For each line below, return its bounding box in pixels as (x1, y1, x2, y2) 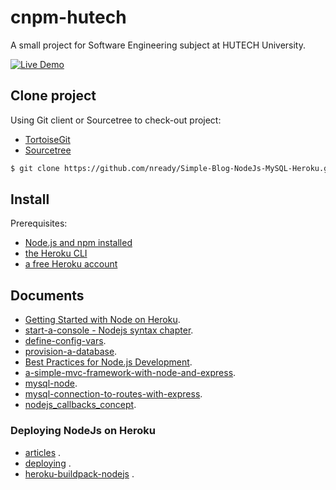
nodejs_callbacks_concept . (24, 399, 137, 411)
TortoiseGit (24, 133, 71, 145)
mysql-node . (24, 377, 78, 390)
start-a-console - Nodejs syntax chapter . (24, 324, 194, 336)
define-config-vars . (24, 335, 107, 347)
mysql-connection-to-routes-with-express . (24, 388, 203, 400)
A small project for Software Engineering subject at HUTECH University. (10, 39, 307, 51)
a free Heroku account (24, 258, 118, 270)
